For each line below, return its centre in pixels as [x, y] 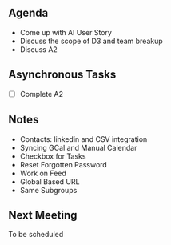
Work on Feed [43, 173]
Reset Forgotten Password [64, 164]
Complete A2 [42, 94]
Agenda [28, 13]
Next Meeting [43, 215]
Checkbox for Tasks [53, 156]
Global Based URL [50, 181]
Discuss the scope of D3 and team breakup [91, 41]
